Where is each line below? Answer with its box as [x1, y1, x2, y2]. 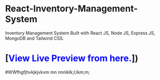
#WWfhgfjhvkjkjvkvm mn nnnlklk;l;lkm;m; [5, 69, 90, 75]
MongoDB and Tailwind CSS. [5, 35, 64, 41]
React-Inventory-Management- [5, 3, 138, 14]
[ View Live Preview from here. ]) [5, 53, 139, 64]
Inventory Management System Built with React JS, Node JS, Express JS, [5, 30, 156, 36]
